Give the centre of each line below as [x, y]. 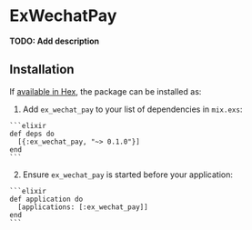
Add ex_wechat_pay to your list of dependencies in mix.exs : [132, 109]
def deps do [32, 134]
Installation [42, 70]
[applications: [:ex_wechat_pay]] [83, 207]
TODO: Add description [55, 41]
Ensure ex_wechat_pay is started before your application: [128, 175]
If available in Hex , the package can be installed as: [106, 91]
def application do [46, 199]
